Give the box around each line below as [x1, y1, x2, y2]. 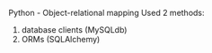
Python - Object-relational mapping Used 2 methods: [8, 8, 205, 18]
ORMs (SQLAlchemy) [21, 34, 101, 44]
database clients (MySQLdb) [21, 25, 128, 34]
